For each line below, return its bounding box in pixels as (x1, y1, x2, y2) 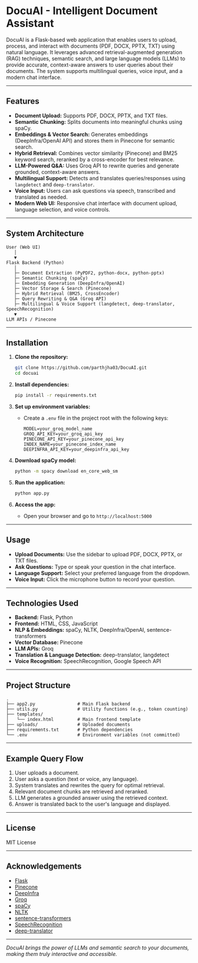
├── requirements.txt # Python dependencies (6, 727, 133, 733)
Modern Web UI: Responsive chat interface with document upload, (14, 199, 178, 207)
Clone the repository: (14, 354, 68, 361)
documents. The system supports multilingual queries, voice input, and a (6, 67, 183, 74)
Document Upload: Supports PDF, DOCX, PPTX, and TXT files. (14, 112, 168, 119)
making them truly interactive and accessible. (6, 950, 117, 957)
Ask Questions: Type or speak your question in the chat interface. (14, 563, 176, 570)
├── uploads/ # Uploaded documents (6, 722, 131, 728)
